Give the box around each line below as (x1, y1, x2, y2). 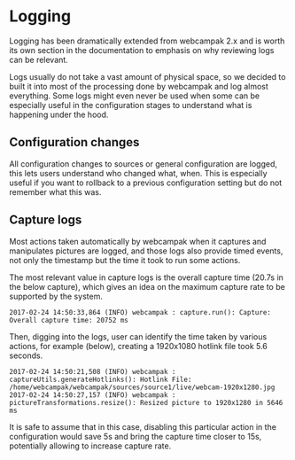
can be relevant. (9, 54, 68, 65)
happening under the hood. (9, 109, 109, 120)
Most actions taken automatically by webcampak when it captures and (9, 236, 267, 246)
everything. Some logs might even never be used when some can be (9, 90, 260, 101)
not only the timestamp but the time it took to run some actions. (9, 254, 241, 265)
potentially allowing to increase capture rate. (9, 441, 172, 451)
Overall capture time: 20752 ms (9, 316, 128, 324)
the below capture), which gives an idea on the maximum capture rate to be (9, 281, 285, 292)
